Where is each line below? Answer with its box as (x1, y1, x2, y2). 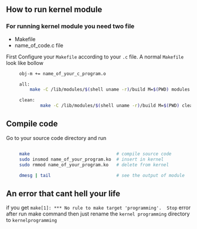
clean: (19, 97, 35, 103)
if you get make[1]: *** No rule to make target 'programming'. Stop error (6, 204, 191, 211)
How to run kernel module (6, 5, 103, 15)
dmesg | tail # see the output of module (19, 172, 185, 178)
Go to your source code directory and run (6, 134, 107, 141)
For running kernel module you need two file (6, 22, 135, 30)
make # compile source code (19, 151, 172, 157)
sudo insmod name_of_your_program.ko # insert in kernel (19, 156, 164, 162)
